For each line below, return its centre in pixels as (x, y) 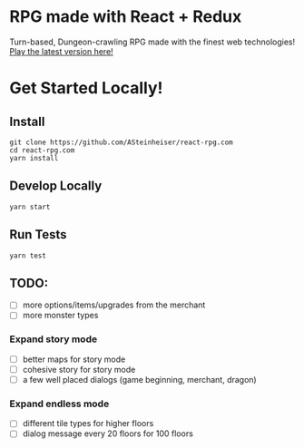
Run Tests (38, 234)
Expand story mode (54, 339)
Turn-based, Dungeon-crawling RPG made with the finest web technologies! (152, 42)
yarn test (28, 256)
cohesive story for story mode (79, 369)
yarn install (34, 158)
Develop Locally (56, 186)
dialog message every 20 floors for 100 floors (108, 433)
